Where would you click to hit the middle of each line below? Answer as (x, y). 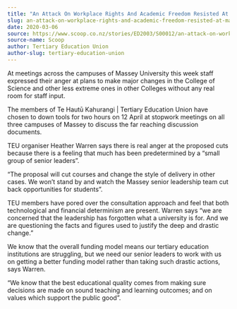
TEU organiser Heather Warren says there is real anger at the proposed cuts (118, 145)
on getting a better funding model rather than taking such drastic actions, (114, 261)
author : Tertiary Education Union (58, 47)
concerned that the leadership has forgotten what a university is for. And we (118, 218)
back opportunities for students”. (55, 189)
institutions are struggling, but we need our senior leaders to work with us (115, 254)
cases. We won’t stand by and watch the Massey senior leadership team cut (118, 181)
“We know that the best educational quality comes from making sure (107, 282)
